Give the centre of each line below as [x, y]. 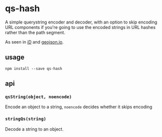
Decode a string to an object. [34, 129]
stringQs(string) [26, 119]
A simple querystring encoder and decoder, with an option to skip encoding [81, 22]
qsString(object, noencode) [38, 97]
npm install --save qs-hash [34, 68]
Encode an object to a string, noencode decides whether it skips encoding [79, 107]
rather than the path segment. [35, 32]
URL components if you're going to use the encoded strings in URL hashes [80, 27]
